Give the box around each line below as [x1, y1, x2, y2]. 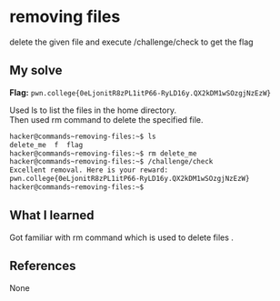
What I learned [9, 207, 95, 224]
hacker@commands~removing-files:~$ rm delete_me [9, 148, 197, 158]
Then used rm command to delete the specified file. [9, 114, 204, 125]
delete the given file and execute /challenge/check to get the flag [9, 36, 254, 47]
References [9, 258, 76, 274]
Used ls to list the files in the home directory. [9, 105, 177, 115]
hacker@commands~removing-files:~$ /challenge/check [9, 157, 214, 166]
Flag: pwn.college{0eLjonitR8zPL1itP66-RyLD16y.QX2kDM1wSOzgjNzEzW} [9, 86, 271, 97]
